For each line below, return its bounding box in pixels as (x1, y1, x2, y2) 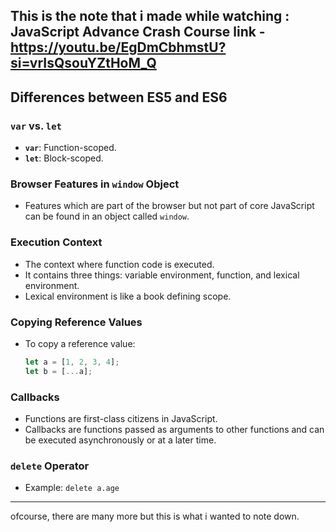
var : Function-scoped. (24, 142, 117, 154)
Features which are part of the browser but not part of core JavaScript (24, 200, 315, 212)
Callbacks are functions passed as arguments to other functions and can (24, 424, 325, 436)
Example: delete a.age (24, 482, 120, 494)
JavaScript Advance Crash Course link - (10, 24, 266, 41)
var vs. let (10, 119, 62, 133)
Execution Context (10, 235, 103, 249)
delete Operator (10, 459, 90, 473)
